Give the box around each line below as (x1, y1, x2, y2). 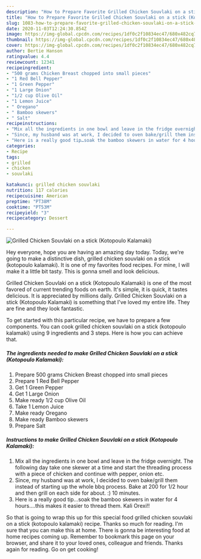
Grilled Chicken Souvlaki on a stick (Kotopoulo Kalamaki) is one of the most (6, 279, 192, 287)
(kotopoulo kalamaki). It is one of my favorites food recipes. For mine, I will (6, 261, 190, 269)
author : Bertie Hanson (6, 48, 63, 54)
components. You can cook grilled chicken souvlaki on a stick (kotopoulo (6, 323, 187, 331)
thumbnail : (6, 37, 33, 43)
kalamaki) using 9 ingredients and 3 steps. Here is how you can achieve (6, 329, 184, 337)
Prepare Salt (14, 422, 46, 430)
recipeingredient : (6, 64, 52, 71)
